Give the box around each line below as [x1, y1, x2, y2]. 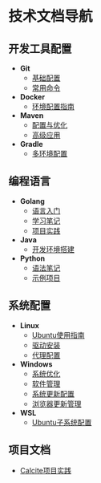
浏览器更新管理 [31, 399, 82, 408]
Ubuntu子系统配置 [31, 417, 92, 427]
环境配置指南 [31, 102, 75, 111]
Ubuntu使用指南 [31, 330, 85, 339]
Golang [19, 196, 46, 205]
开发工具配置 [8, 42, 72, 55]
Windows [19, 359, 53, 369]
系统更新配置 [31, 388, 75, 398]
